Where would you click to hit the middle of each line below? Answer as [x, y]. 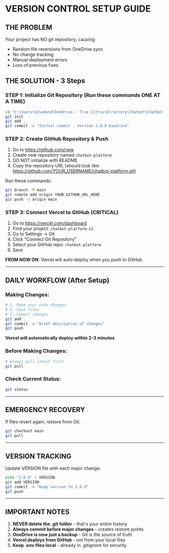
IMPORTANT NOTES [37, 512]
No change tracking [33, 54]
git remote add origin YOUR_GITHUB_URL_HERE [53, 195]
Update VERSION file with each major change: [53, 468]
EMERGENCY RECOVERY [45, 409]
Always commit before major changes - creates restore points [78, 529]
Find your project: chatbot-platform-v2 [53, 229]
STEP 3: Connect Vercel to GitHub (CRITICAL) [62, 213]
